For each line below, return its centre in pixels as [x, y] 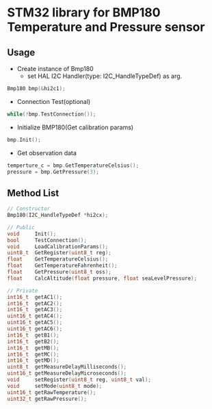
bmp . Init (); [24, 140]
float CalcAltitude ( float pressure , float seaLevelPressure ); [102, 278]
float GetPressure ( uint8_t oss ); [59, 272]
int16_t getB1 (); [33, 335]
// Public [21, 227]
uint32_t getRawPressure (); [47, 399]
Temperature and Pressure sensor [106, 27]
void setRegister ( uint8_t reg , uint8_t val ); [79, 380]
